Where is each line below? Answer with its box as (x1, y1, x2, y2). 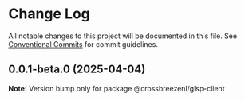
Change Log (8, 5, 90, 23)
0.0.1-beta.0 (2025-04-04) (8, 63, 146, 76)
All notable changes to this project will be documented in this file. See (8, 31, 238, 41)
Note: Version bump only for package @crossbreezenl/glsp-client (8, 84, 225, 93)
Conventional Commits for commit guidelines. (8, 39, 158, 49)
